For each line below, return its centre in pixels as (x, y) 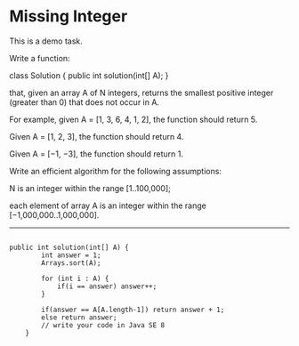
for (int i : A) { (75, 278)
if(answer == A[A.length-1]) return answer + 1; (133, 310)
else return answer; (79, 318)
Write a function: (40, 58)
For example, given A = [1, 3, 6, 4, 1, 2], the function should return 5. (133, 119)
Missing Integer (69, 16)
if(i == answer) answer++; (107, 286)
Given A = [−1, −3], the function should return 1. (97, 154)
